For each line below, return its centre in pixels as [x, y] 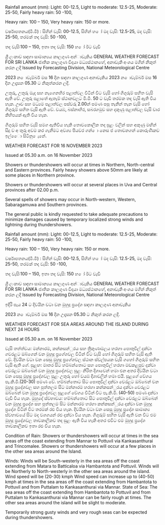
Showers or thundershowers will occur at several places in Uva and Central [81, 185]
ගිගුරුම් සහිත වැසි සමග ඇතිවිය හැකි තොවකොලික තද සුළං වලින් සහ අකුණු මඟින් [81, 125]
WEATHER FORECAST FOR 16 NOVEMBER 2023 [54, 146]
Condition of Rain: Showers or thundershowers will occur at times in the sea [82, 436]
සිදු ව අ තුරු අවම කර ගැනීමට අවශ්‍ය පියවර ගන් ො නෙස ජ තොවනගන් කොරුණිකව [82, 130]
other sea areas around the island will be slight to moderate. [66, 503]
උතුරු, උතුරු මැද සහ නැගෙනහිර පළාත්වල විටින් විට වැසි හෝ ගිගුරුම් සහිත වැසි [79, 93]
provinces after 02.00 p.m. [32, 190]
